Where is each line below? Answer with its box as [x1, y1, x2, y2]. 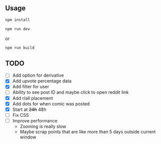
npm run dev [5, 26, 30, 32]
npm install [5, 17, 30, 22]
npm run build [5, 45, 35, 50]
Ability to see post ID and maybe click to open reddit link [12, 89, 129, 95]
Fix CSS [12, 112, 29, 118]
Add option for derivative [12, 72, 64, 78]
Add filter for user [12, 84, 49, 90]
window [19, 134, 36, 140]
